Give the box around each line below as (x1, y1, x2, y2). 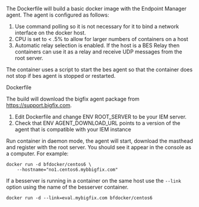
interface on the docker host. (14, 29, 86, 36)
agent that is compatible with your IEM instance (14, 126, 132, 133)
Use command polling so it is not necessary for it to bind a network (14, 23, 179, 30)
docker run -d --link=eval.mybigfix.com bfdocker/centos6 (6, 195, 153, 201)
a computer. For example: (6, 150, 69, 157)
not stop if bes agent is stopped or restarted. (6, 73, 116, 79)
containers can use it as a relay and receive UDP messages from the (14, 48, 182, 55)
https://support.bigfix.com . (6, 102, 72, 109)
